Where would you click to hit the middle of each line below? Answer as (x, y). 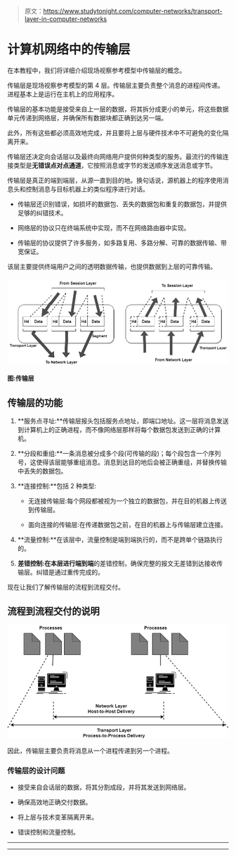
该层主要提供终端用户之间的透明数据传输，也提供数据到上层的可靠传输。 (112, 266)
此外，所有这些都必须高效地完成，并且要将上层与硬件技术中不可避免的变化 (115, 132)
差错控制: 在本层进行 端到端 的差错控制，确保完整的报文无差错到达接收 (117, 564)
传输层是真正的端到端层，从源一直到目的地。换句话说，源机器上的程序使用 (115, 180)
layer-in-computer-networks (66, 19)
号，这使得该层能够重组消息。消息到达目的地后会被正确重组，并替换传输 (122, 462)
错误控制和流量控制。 (48, 832)
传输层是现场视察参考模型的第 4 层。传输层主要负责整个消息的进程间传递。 (116, 85)
